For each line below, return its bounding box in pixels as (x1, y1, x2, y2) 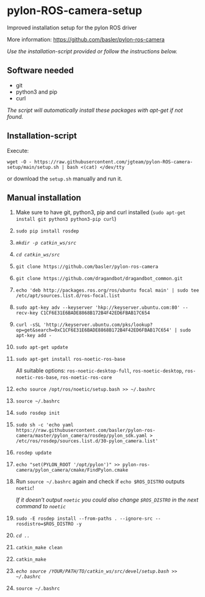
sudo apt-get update (15, 344, 68, 350)
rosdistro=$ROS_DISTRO (15, 521, 74, 527)
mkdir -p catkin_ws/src (15, 240, 77, 247)
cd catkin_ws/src (15, 252, 60, 258)
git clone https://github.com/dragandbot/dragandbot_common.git (15, 276, 183, 282)
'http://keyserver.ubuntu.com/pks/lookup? (43, 322, 153, 328)
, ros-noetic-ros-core (57, 374, 112, 381)
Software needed (7, 65, 74, 76)
